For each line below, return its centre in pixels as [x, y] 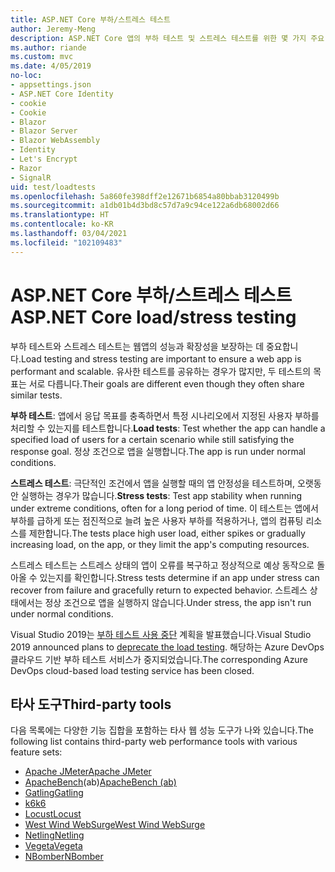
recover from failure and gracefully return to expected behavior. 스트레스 [159, 590]
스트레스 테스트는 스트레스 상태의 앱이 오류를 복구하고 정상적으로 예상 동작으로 [162, 565]
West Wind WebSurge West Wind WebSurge [115, 825]
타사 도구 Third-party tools [91, 704]
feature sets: [36, 752]
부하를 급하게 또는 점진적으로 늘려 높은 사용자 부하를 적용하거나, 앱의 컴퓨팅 [157, 520]
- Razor [26, 168]
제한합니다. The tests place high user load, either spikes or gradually [167, 533]
